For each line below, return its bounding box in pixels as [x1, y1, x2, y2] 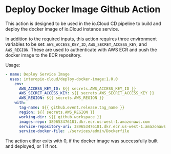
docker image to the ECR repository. [5, 52, 82, 58]
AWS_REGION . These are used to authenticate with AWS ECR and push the [5, 46, 157, 53]
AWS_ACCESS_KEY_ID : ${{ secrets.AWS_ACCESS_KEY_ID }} [18, 86, 137, 91]
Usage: [5, 62, 20, 68]
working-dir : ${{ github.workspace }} [18, 114, 102, 119]
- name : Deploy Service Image [5, 71, 70, 77]
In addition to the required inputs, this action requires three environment [5, 36, 157, 42]
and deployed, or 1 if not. [5, 143, 58, 149]
